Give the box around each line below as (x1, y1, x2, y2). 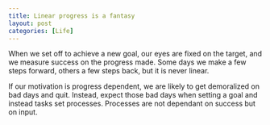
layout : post (8, 19, 52, 27)
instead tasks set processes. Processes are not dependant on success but (8, 98, 256, 109)
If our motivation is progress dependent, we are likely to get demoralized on (8, 81, 260, 91)
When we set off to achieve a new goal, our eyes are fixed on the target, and (8, 49, 263, 59)
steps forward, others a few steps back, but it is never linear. (8, 66, 210, 76)
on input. (8, 107, 38, 117)
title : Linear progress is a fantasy (8, 11, 135, 20)
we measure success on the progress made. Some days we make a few (8, 57, 247, 67)
